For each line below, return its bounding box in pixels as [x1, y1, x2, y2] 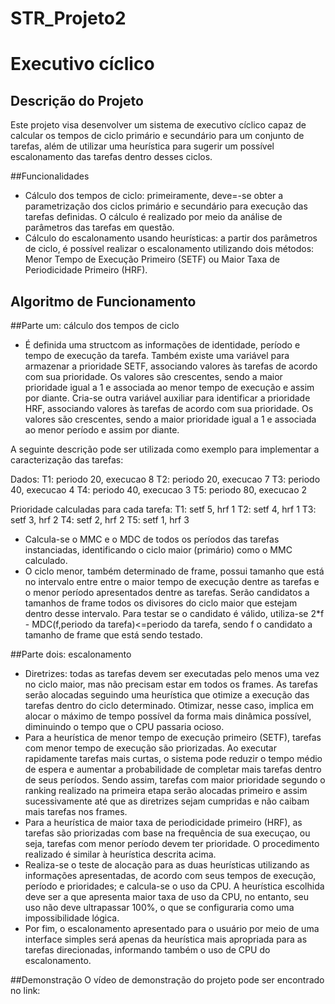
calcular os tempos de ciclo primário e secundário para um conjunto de [10, 130, 305, 142]
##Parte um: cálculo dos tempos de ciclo [10, 320, 180, 331]
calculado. [24, 555, 68, 566]
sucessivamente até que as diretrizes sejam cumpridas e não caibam [24, 795, 310, 807]
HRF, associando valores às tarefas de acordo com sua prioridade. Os [24, 403, 314, 414]
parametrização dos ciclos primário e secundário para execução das [24, 200, 308, 212]
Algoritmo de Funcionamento [10, 293, 197, 310]
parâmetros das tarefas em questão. [24, 222, 175, 234]
